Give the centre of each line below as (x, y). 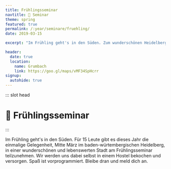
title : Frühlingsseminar (32, 10)
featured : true (21, 24)
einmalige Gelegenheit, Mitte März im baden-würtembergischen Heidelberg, (85, 145)
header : (13, 52)
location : (20, 62)
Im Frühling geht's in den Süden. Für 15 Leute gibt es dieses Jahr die (77, 139)
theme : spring (20, 19)
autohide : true (26, 80)
